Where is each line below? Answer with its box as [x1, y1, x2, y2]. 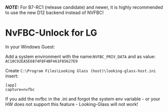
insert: [5, 73, 19, 79]
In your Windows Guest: [5, 44, 55, 50]
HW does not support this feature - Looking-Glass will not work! [5, 101, 138, 107]
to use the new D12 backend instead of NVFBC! [5, 10, 104, 16]
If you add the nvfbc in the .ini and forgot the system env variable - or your [5, 95, 160, 102]
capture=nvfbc [5, 87, 35, 92]
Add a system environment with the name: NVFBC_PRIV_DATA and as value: [5, 53, 156, 59]
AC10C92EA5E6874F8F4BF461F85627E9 [5, 59, 78, 64]
